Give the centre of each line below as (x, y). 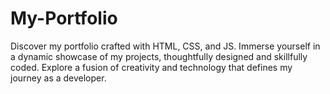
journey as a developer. (58, 78)
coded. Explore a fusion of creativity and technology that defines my (151, 67)
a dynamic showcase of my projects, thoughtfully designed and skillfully (159, 56)
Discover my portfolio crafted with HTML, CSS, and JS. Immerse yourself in (165, 46)
